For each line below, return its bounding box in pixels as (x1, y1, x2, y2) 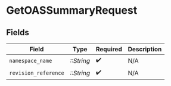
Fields (6, 27, 30, 38)
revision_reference (9, 69, 64, 76)
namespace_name (9, 57, 52, 64)
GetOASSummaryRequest (6, 4, 138, 17)
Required (95, 45, 122, 53)
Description (128, 45, 162, 53)
